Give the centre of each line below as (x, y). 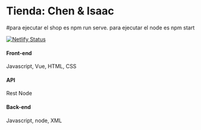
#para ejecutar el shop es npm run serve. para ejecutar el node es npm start (100, 28)
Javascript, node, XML (34, 120)
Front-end (19, 53)
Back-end (19, 107)
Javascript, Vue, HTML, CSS (41, 66)
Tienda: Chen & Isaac (60, 11)
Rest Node (19, 93)
